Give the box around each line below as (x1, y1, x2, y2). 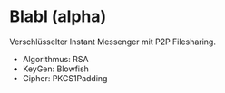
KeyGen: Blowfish (22, 63, 89, 74)
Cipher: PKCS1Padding (22, 72, 108, 83)
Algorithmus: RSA (22, 53, 89, 64)
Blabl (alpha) (9, 6, 107, 27)
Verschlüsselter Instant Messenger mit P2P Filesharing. (9, 36, 216, 47)
